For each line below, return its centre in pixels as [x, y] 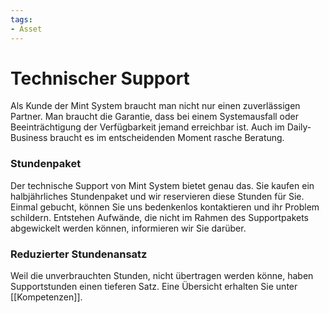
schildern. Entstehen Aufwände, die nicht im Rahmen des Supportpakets [159, 217]
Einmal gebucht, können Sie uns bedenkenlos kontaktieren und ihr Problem [165, 207]
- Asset [26, 29]
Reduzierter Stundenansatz [79, 254]
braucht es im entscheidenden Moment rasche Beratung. [167, 138]
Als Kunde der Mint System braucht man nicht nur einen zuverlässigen [155, 106]
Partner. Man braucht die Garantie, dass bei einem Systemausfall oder [155, 117]
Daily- [299, 127]
